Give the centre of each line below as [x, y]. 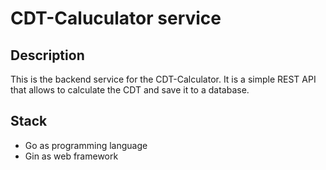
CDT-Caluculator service [116, 18]
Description [47, 55]
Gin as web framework [71, 156]
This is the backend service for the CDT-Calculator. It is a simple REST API [163, 79]
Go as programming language [86, 145]
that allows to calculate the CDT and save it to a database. [130, 90]
